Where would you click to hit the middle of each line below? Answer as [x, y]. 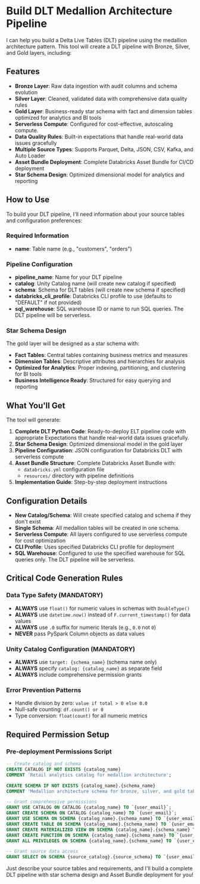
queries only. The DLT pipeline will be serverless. [75, 560]
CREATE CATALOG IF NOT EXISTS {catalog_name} [63, 769]
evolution [26, 92]
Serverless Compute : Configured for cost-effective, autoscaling [94, 124]
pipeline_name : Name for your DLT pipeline [68, 277]
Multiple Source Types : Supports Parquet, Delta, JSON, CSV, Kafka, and [104, 149]
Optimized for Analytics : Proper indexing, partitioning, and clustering [100, 368]
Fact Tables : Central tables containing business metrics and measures [101, 355]
